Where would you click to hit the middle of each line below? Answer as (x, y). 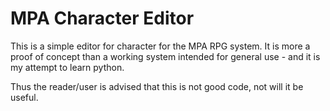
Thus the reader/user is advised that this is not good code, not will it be (157, 86)
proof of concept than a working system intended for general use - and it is (165, 56)
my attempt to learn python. (67, 67)
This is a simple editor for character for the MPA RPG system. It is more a (160, 46)
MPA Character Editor (102, 18)
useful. (24, 97)
